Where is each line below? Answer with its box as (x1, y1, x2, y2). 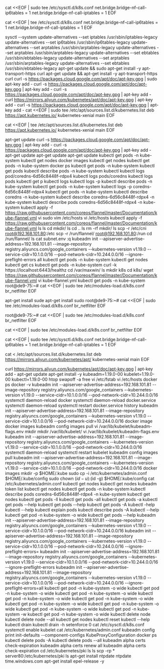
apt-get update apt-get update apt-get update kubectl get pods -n (5, 152, 139, 158)
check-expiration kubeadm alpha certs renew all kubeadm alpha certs (5, 642, 146, 648)
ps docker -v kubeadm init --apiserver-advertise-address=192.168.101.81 (5, 382, 152, 388)
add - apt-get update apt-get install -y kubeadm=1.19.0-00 (5, 371, 123, 377)
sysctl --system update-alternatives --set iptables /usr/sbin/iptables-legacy (5, 34, 158, 40)
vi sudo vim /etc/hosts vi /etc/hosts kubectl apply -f (38, 215, 142, 221)
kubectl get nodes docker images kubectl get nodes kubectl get (21, 158, 150, 163)
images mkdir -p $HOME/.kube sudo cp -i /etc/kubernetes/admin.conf (5, 471, 147, 476)
